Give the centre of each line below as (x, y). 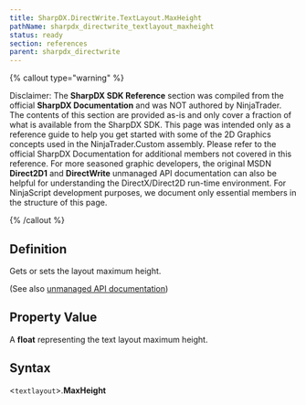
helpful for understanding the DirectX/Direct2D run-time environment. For (148, 183)
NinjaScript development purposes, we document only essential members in (153, 193)
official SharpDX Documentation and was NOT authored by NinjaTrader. (146, 105)
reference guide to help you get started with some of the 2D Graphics (140, 134)
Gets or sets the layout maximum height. (85, 271)
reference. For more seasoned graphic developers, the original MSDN (141, 164)
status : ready (37, 35)
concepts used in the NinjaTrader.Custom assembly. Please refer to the (143, 144)
